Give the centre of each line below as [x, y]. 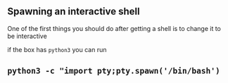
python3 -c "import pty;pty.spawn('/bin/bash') [114, 71]
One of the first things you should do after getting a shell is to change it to [114, 28]
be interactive [27, 36]
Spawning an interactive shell [74, 12]
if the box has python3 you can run [57, 49]
